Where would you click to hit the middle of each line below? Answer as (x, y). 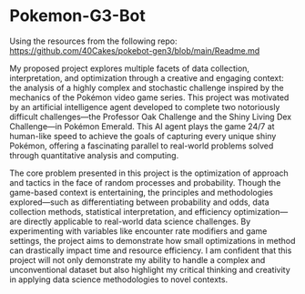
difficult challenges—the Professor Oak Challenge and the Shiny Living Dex (151, 117)
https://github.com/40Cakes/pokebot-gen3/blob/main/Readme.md (135, 50)
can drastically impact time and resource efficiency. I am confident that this (151, 250)
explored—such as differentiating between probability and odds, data (140, 202)
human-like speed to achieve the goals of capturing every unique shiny (143, 136)
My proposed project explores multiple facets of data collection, (130, 68)
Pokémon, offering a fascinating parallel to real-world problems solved (142, 146)
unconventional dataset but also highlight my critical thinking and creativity (150, 269)
